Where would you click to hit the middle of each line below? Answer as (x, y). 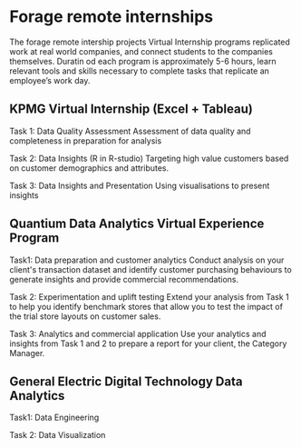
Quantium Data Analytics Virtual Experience (137, 224)
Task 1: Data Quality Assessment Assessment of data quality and (130, 131)
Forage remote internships (112, 17)
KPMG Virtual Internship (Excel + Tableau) (131, 110)
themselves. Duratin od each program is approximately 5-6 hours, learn (143, 61)
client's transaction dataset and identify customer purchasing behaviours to (150, 269)
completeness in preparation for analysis (86, 140)
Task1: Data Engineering (54, 418)
